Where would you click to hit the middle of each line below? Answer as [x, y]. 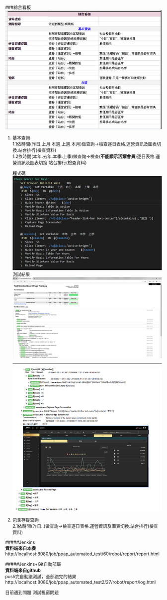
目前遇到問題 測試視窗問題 [32, 593]
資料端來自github [23, 570]
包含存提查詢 [25, 520]
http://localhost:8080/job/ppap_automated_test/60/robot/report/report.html [83, 554]
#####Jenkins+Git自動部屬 [33, 564]
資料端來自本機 [20, 548]
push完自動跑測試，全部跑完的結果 [41, 577]
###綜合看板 [18, 7]
